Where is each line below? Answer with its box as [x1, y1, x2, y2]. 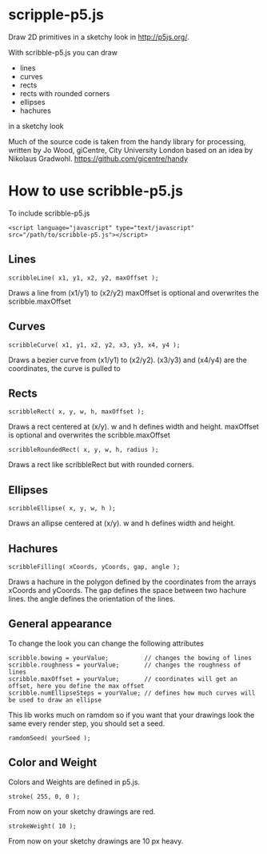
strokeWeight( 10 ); [8, 822, 78, 830]
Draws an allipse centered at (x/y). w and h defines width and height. [8, 518, 236, 528]
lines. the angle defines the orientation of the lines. [8, 594, 176, 603]
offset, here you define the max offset [8, 682, 145, 690]
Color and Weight [8, 755, 98, 770]
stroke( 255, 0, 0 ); [8, 792, 81, 800]
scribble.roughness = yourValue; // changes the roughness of [8, 661, 241, 669]
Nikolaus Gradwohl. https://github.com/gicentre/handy [8, 154, 189, 163]
